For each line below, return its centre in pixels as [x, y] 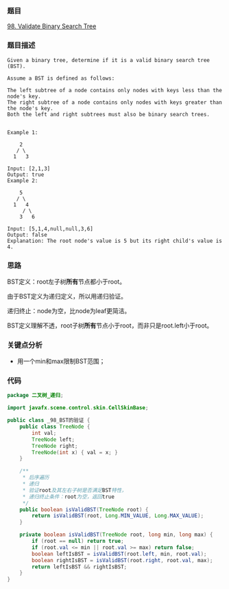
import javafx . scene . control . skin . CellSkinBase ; [78, 408]
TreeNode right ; [55, 446]
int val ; [44, 433]
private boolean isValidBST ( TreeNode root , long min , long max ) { [116, 535]
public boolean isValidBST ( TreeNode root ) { [84, 510]
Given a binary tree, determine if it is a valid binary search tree [109, 60]
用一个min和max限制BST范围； [61, 361]
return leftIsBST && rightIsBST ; [80, 567]
